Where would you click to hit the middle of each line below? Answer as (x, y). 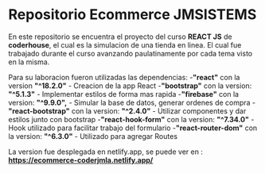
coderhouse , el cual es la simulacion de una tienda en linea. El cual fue (125, 44)
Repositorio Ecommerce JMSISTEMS (132, 15)
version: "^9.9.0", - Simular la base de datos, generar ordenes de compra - (132, 102)
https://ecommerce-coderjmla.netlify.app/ (81, 160)
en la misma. (29, 62)
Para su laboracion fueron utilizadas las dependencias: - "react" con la (124, 77)
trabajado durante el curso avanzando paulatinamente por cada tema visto (131, 53)
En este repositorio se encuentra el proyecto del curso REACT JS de (120, 37)
